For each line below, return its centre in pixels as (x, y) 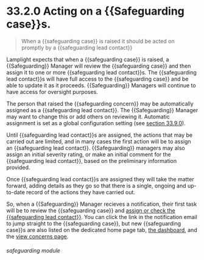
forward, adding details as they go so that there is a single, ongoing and (96, 186)
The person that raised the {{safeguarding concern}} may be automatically (100, 103)
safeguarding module (33, 250)
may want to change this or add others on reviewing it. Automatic (88, 117)
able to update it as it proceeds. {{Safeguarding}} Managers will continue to (101, 85)
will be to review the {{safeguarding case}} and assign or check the (91, 210)
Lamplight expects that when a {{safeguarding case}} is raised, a (88, 59)
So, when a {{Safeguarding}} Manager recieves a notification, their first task (102, 204)
